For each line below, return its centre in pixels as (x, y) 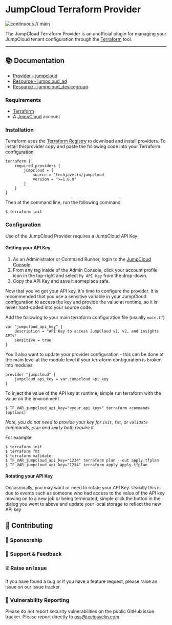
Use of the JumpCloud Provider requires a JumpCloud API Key (71, 236)
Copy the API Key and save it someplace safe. (61, 281)
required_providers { (37, 166)
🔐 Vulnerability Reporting (37, 600)
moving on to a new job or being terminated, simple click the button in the (83, 499)
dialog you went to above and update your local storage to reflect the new (83, 504)
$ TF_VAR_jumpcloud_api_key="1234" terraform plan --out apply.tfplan (82, 460)
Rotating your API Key (29, 476)
